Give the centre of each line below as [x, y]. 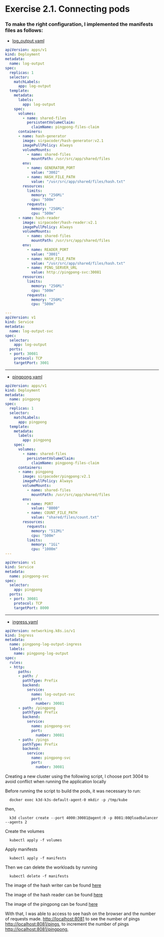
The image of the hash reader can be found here [54, 895]
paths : [25, 672]
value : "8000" [45, 508]
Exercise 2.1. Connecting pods [68, 9]
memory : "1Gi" [45, 545]
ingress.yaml [25, 622]
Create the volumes [25, 831]
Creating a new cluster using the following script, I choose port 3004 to [77, 776]
